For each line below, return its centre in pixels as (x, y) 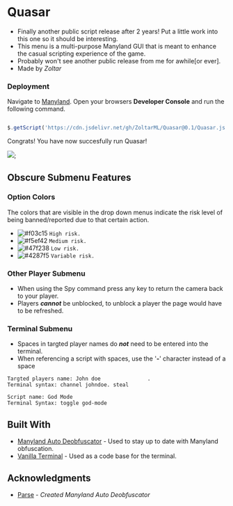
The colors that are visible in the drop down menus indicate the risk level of (115, 212)
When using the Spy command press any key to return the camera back (120, 289)
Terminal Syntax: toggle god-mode (57, 403)
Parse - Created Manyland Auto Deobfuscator (84, 495)
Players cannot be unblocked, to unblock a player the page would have (120, 303)
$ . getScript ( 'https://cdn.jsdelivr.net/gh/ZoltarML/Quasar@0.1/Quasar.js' (118, 128)
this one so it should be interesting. (67, 38)
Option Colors (31, 197)
